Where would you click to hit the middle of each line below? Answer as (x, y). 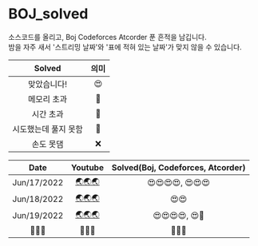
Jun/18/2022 (38, 199)
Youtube (87, 167)
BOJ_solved (48, 14)
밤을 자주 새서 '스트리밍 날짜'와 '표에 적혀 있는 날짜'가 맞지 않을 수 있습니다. (125, 47)
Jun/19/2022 (38, 216)
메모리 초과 (48, 99)
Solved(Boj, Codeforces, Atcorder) (179, 167)
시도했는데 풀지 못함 (48, 129)
